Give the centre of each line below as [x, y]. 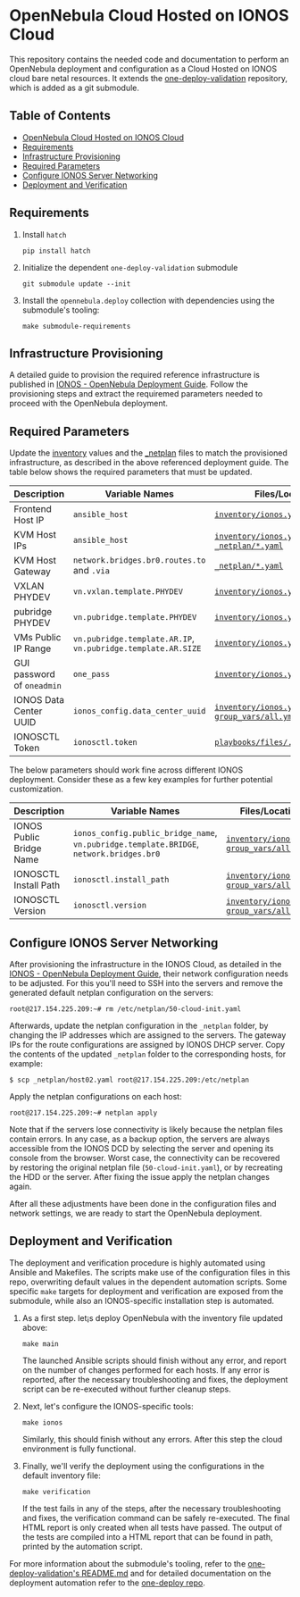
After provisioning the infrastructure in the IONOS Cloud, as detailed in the [146, 964]
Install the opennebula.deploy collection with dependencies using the [148, 300]
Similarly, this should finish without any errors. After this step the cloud [152, 1439]
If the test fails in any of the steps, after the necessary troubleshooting [151, 1508]
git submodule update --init [76, 284]
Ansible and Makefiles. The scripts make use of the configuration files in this [150, 1272]
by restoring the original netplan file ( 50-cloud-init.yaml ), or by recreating [146, 1167]
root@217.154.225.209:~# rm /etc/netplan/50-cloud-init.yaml [125, 1009]
